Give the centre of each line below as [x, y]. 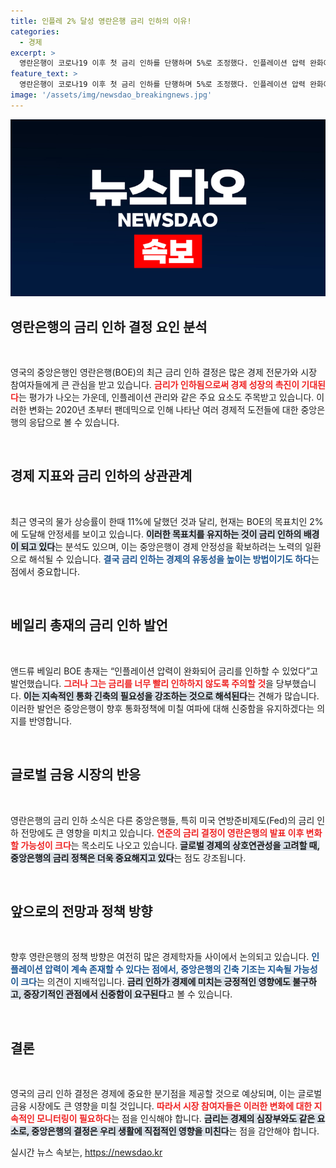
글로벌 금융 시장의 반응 [76, 775]
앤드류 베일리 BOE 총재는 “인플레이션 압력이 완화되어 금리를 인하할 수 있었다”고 [164, 671]
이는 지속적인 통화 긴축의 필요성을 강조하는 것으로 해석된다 [135, 696]
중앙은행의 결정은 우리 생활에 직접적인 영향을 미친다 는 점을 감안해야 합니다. [175, 1131]
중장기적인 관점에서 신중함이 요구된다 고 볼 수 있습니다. [128, 994]
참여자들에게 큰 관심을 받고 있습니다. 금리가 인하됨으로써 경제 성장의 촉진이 [155, 385]
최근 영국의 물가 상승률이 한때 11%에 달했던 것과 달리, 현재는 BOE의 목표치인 [159, 521]
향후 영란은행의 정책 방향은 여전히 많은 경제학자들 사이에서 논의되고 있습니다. [160, 957]
